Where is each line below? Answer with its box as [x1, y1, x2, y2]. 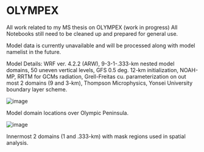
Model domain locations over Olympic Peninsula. [6, 109, 129, 116]
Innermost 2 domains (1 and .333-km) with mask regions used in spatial [6, 133, 186, 140]
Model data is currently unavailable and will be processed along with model [6, 42, 195, 49]
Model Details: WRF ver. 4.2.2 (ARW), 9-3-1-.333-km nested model [6, 60, 175, 67]
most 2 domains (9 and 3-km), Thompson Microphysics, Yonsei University [6, 79, 193, 87]
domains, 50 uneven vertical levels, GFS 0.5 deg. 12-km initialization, [6, 66, 178, 73]
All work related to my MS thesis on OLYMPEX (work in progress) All [6, 24, 178, 31]
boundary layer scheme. [6, 85, 68, 93]
